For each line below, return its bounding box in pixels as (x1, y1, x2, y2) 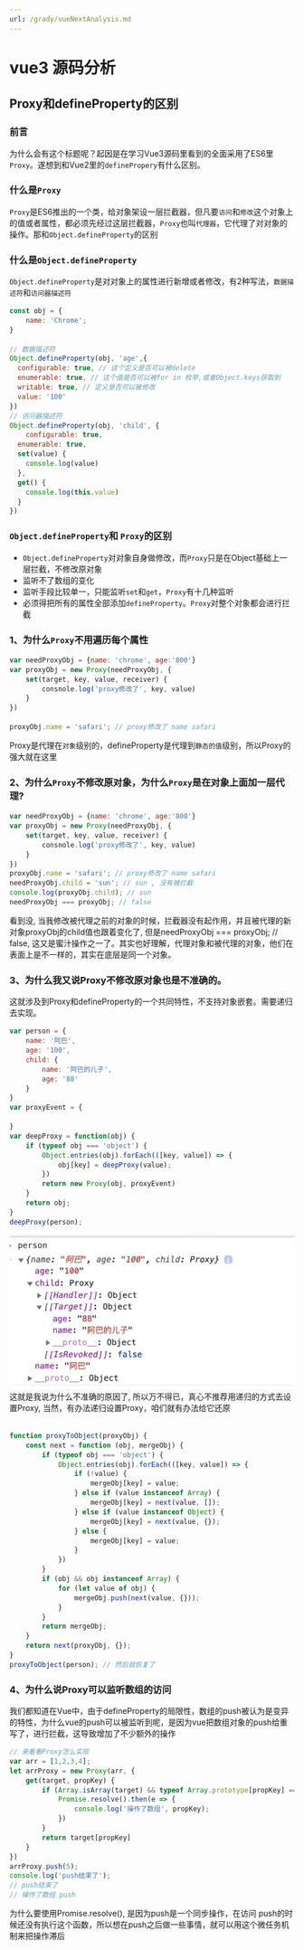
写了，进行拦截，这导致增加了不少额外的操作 (9, 1728, 176, 1739)
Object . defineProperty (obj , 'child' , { (9, 421, 160, 430)
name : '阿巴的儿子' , (42, 1065, 113, 1074)
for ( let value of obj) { (57, 1584, 156, 1593)
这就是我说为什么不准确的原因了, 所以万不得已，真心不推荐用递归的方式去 (9, 1391, 283, 1402)
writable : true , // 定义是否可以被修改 (17, 383, 156, 393)
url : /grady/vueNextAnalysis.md (9, 14, 131, 24)
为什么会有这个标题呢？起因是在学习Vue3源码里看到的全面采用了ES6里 (9, 147, 274, 158)
